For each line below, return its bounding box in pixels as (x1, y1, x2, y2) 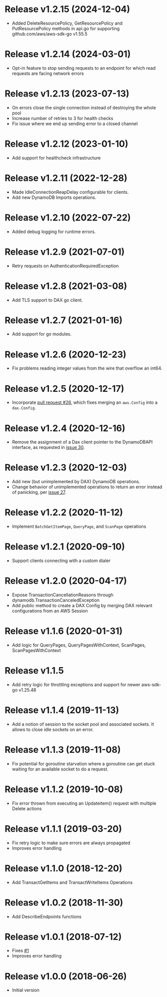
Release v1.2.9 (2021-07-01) (4, 246, 125, 257)
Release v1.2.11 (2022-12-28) (4, 172, 128, 184)
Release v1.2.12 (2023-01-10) (4, 138, 128, 149)
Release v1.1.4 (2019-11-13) (4, 705, 119, 716)
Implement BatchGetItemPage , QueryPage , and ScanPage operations (11, 523, 146, 529)
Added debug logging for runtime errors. (11, 229, 96, 235)
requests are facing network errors (11, 70, 84, 76)
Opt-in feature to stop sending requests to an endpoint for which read (11, 65, 156, 71)
